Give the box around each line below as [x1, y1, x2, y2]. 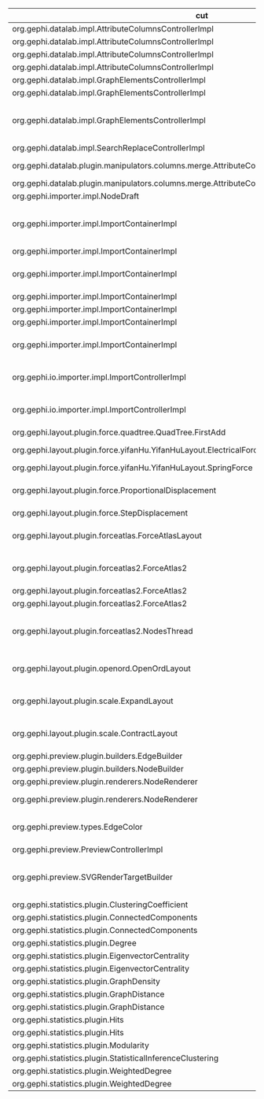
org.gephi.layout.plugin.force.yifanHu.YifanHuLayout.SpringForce [12, 462, 253, 473]
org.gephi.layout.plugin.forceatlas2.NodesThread [12, 626, 193, 636]
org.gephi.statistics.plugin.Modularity [12, 1040, 149, 1050]
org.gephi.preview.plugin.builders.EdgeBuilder [12, 751, 183, 761]
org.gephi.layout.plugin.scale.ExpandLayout [12, 696, 174, 706]
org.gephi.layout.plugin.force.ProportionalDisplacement [12, 485, 217, 495]
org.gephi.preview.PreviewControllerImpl [12, 844, 163, 855]
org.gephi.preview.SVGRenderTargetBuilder [12, 871, 173, 883]
